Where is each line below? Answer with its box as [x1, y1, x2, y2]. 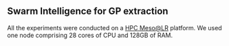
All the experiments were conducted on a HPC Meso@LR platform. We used [7, 23, 222, 32]
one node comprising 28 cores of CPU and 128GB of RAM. [7, 31, 173, 39]
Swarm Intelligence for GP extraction [7, 5, 168, 17]
